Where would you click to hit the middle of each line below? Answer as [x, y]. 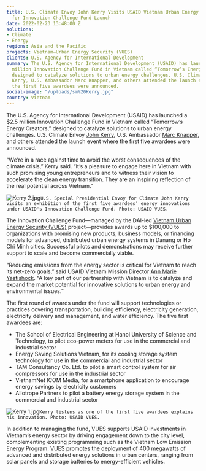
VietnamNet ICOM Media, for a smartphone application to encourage [102, 380]
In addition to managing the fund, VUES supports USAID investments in [96, 429]
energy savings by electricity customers [66, 386]
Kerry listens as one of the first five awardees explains [116, 412]
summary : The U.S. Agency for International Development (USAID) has [97, 63]
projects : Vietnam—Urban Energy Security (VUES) [70, 52]
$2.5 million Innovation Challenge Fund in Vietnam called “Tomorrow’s [95, 122]
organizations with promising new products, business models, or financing [100, 233]
